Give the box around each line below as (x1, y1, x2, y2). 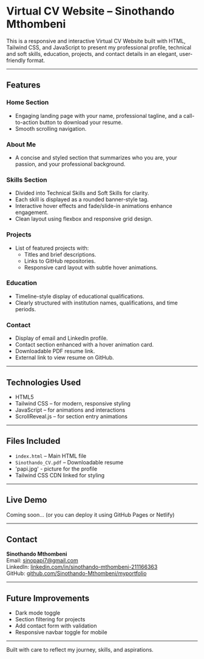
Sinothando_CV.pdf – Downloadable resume (15, 458, 123, 466)
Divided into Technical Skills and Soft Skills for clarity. (15, 190, 149, 197)
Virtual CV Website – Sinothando (6, 4, 175, 18)
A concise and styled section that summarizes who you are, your (15, 154, 177, 161)
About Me (6, 140, 36, 148)
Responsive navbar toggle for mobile (15, 629, 107, 636)
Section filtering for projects (15, 616, 86, 623)
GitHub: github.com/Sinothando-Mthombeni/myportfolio (6, 570, 147, 577)
